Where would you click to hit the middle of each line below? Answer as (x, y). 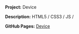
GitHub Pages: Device (28, 26)
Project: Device (21, 7)
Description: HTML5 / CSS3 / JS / (39, 17)
